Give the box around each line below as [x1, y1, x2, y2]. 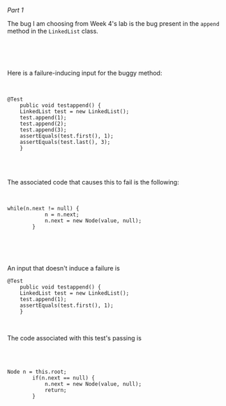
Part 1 [7, 6, 24, 14]
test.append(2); [20, 120, 68, 127]
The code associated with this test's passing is [7, 334, 142, 342]
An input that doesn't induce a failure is [7, 264, 120, 272]
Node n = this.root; [7, 368, 68, 375]
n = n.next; [44, 211, 80, 218]
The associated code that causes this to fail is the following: [7, 178, 179, 186]
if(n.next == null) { [32, 375, 96, 382]
